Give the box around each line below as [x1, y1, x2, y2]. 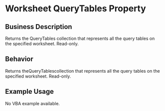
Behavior [5, 55, 33, 63]
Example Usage [5, 87, 54, 96]
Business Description [5, 23, 72, 31]
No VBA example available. [5, 100, 60, 106]
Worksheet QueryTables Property [5, 3, 146, 14]
